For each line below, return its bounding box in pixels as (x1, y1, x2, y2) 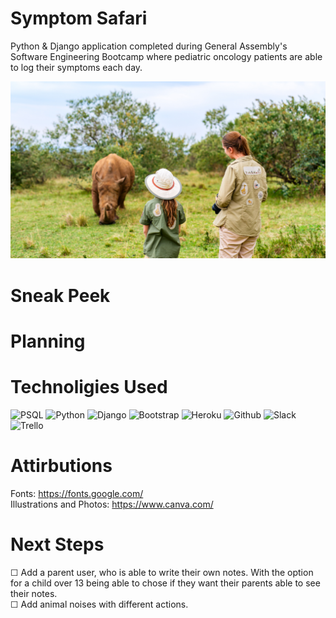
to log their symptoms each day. (10, 61, 143, 73)
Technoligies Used (10, 376, 168, 398)
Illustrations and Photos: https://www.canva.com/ (10, 498, 214, 510)
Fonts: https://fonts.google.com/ (10, 487, 144, 499)
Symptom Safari (10, 7, 148, 30)
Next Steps (10, 533, 105, 556)
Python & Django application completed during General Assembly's (10, 40, 288, 52)
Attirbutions (10, 454, 113, 477)
